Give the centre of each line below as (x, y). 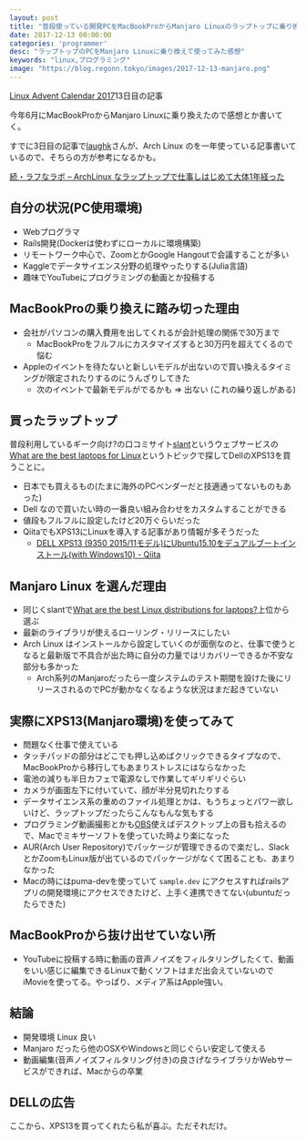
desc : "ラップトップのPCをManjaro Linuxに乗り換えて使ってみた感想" (127, 52)
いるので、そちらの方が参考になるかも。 (85, 157)
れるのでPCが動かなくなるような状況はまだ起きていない (173, 689)
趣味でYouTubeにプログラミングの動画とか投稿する (119, 277)
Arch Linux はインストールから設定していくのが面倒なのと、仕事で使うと (159, 644)
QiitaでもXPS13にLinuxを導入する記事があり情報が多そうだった (141, 532)
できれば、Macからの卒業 (95, 1071)
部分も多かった (51, 667)
